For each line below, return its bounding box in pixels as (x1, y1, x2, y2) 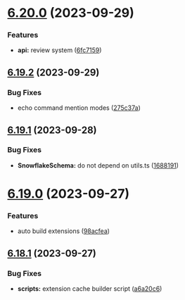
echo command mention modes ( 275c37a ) (17, 104, 141, 112)
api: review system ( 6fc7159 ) (17, 46, 102, 54)
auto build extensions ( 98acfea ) (17, 227, 110, 235)
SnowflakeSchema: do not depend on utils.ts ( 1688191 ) (17, 161, 179, 170)
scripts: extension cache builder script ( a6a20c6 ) (17, 285, 162, 293)
